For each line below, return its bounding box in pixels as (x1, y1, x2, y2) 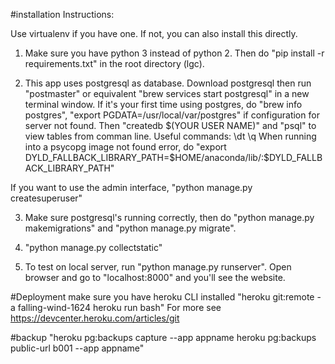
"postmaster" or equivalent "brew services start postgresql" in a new (24, 88, 310, 99)
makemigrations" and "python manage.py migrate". (24, 222, 237, 234)
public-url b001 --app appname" (10, 342, 145, 354)
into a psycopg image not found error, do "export (24, 141, 227, 153)
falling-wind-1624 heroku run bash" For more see (17, 302, 222, 313)
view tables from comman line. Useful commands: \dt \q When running (24, 130, 317, 142)
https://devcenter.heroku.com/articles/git (10, 312, 180, 324)
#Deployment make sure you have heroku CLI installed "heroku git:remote (10, 291, 315, 303)
